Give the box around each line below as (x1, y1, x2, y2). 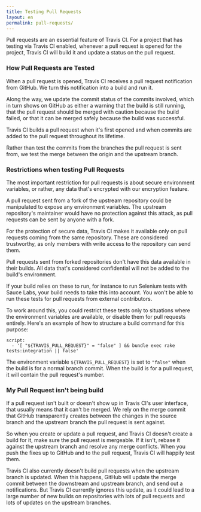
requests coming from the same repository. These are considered (6, 234, 169, 241)
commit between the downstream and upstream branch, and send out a (6, 480, 183, 487)
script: (6, 337, 26, 343)
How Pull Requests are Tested (6, 64, 95, 72)
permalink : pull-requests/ (6, 20, 74, 26)
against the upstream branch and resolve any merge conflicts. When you (6, 443, 186, 450)
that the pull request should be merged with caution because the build (6, 108, 179, 115)
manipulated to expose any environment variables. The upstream (6, 203, 166, 210)
